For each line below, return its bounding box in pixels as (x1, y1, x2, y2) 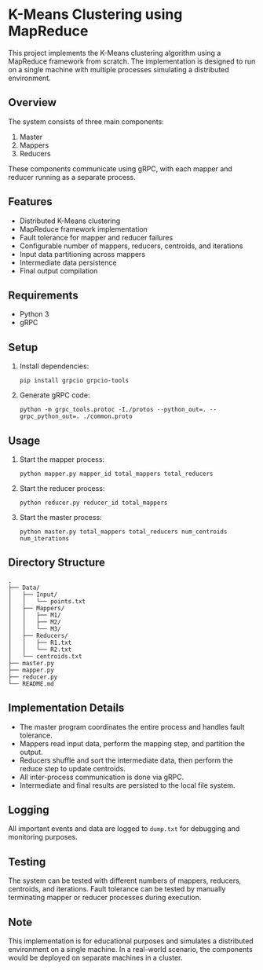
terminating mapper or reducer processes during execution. (8, 893, 202, 902)
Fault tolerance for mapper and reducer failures (19, 232, 174, 242)
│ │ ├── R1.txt (8, 639, 72, 646)
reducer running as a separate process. (8, 172, 136, 181)
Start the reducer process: (19, 484, 105, 492)
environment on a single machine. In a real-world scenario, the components (8, 945, 253, 954)
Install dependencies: (19, 361, 89, 371)
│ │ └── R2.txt (8, 646, 72, 653)
